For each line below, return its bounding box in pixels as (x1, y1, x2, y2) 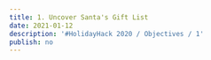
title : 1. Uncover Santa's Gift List (9, 12, 149, 22)
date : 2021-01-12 (9, 21, 74, 30)
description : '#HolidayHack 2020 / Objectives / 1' (9, 29, 204, 38)
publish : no (9, 37, 53, 47)
